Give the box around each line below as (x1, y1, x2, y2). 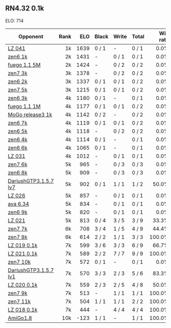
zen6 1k (8, 53, 28, 60)
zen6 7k (8, 119, 28, 127)
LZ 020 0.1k (8, 281, 38, 288)
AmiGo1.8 (8, 314, 32, 321)
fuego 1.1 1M (8, 103, 41, 110)
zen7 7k (8, 225, 28, 232)
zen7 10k (8, 258, 31, 265)
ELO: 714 (5, 17, 24, 23)
